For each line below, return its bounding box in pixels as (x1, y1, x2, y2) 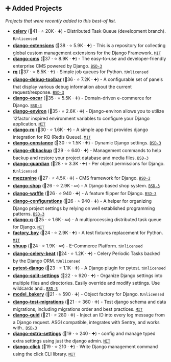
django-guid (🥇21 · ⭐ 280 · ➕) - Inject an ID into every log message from (12, 312, 165, 318)
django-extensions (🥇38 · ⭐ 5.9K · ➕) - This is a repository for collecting (12, 42, 166, 48)
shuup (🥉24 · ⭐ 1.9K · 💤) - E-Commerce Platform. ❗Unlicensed (12, 243, 143, 249)
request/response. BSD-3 (12, 89, 65, 95)
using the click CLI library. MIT (12, 351, 76, 357)
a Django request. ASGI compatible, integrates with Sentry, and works (12, 319, 160, 325)
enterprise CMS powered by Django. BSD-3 (12, 62, 103, 69)
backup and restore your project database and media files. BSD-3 (12, 155, 149, 161)
